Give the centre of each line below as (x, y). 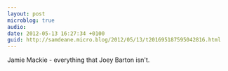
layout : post (26, 14)
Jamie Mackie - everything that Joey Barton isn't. (79, 60)
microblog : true (31, 20)
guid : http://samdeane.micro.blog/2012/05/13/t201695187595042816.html (114, 40)
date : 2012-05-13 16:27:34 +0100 (56, 33)
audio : (17, 27)
